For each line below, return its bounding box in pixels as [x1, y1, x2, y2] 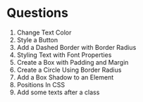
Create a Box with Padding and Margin [16, 58, 129, 66]
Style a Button [16, 35, 58, 44]
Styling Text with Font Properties [16, 51, 112, 59]
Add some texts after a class [16, 88, 100, 96]
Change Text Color [16, 28, 72, 37]
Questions [6, 5, 68, 21]
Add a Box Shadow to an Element [16, 72, 114, 82]
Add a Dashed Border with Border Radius [16, 43, 137, 51]
